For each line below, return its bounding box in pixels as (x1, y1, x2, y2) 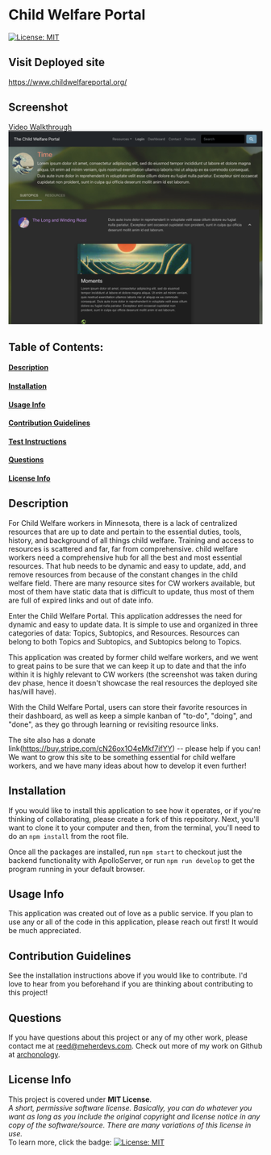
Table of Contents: (8, 340, 104, 354)
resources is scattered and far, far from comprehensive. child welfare (8, 544, 239, 553)
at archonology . (8, 1050, 60, 1060)
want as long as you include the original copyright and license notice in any (8, 1111, 261, 1121)
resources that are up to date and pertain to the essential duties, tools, (8, 527, 242, 536)
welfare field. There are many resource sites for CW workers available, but (8, 578, 256, 588)
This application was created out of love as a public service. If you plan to (8, 909, 253, 919)
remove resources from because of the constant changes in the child (8, 569, 238, 579)
